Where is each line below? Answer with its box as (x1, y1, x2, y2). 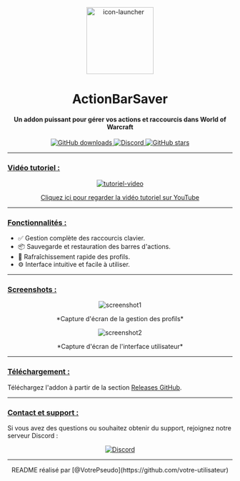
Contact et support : (7, 407, 79, 417)
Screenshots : (7, 284, 57, 294)
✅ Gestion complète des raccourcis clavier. (17, 233, 145, 242)
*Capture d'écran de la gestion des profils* (56, 315, 184, 323)
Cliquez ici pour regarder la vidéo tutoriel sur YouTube (40, 193, 200, 201)
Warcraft (106, 122, 134, 131)
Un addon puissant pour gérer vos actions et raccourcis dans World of (14, 115, 226, 123)
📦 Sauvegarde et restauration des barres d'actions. (17, 242, 171, 250)
